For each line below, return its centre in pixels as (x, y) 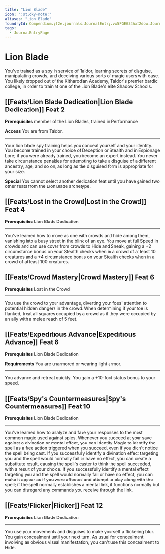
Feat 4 (15, 209)
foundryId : (16, 23)
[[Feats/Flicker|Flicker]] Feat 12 (54, 505)
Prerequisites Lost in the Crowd (38, 289)
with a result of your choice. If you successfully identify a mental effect (77, 469)
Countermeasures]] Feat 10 (48, 406)
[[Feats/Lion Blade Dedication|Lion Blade (69, 102)
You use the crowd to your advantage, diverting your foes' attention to (76, 303)
